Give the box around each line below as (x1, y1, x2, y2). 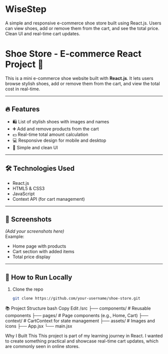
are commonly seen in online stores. (5, 344, 80, 349)
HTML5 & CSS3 (12, 185, 45, 191)
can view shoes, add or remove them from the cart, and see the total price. (5, 25, 159, 31)
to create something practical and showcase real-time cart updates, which (5, 338, 158, 344)
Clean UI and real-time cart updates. (5, 30, 80, 36)
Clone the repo (12, 286, 43, 293)
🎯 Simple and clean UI (12, 144, 58, 150)
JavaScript (12, 191, 35, 197)
